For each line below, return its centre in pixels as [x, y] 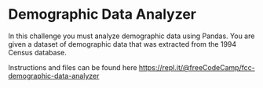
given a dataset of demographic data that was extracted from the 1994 [122, 44]
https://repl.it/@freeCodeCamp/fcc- [197, 67]
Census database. [37, 52]
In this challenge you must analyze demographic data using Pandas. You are [131, 36]
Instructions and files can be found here [73, 67]
